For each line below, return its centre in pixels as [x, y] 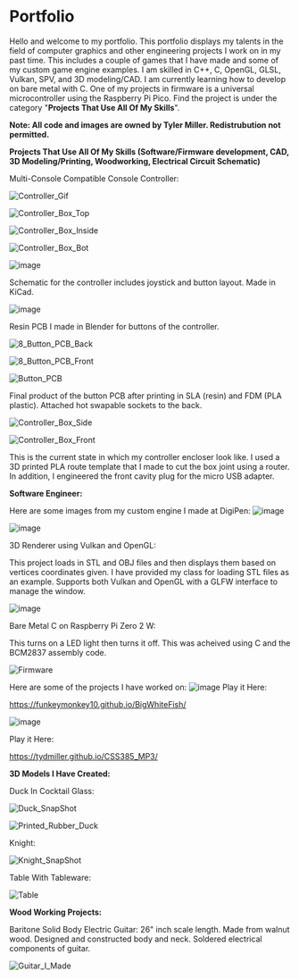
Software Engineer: [46, 493]
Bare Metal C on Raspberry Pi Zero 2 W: [83, 625]
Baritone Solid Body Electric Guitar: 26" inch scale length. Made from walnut [149, 929]
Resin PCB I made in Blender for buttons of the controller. [115, 326]
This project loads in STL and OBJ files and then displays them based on [143, 562]
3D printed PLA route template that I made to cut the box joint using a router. [149, 466]
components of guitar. [50, 948]
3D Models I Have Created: [60, 774]
